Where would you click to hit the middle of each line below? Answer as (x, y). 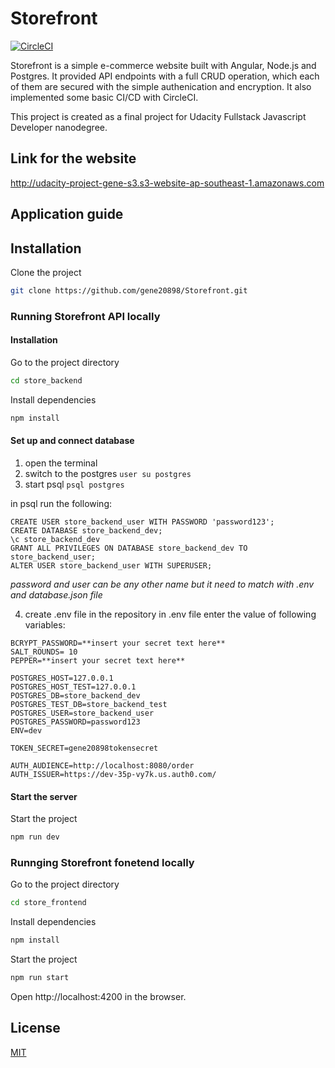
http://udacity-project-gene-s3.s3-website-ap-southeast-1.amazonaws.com (167, 183)
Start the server (44, 796)
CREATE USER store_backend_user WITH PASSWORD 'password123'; (142, 522)
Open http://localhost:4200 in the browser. (98, 996)
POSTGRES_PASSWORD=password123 (75, 722)
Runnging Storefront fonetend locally (102, 862)
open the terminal (61, 463)
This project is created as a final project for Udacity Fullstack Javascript (158, 116)
